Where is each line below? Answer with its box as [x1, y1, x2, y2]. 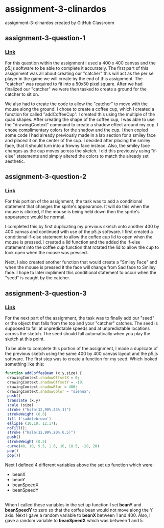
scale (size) [7, 403, 34, 408]
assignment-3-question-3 [5, 289, 87, 297]
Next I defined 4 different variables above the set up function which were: [5, 462, 154, 468]
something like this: [5, 361, 45, 367]
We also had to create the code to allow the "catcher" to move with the [5, 101, 148, 107]
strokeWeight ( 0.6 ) [7, 411, 47, 416]
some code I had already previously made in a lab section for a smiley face [5, 132, 156, 138]
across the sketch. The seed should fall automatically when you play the [5, 331, 151, 336]
